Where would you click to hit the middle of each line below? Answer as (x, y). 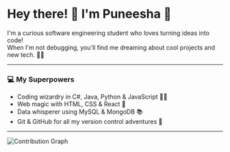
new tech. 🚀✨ (26, 55)
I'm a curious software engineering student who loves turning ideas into (108, 33)
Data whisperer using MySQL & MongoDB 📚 (80, 112)
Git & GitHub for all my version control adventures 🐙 (90, 122)
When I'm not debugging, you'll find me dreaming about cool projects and (111, 47)
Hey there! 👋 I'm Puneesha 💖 (89, 14)
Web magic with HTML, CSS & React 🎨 (71, 104)
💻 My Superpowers (41, 79)
